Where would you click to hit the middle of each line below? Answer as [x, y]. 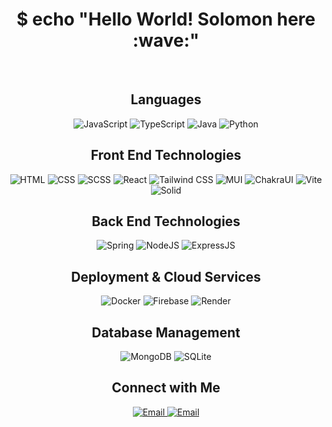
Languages [166, 99]
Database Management [166, 332]
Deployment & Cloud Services [166, 276]
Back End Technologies [166, 221]
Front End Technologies [166, 155]
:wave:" [166, 40]
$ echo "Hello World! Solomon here [166, 19]
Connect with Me [166, 388]
